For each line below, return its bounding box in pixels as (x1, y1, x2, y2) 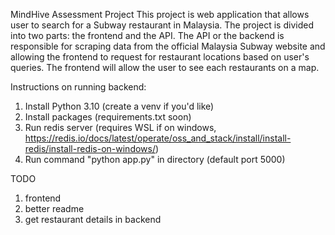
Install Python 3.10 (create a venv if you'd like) (24, 100, 215, 112)
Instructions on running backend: (10, 81, 147, 93)
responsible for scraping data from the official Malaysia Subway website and (10, 40, 326, 52)
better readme (24, 203, 85, 214)
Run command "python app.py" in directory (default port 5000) (24, 154, 286, 165)
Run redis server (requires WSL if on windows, (24, 122, 217, 133)
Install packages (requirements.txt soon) (24, 111, 192, 123)
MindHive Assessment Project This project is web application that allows (10, 9, 310, 20)
